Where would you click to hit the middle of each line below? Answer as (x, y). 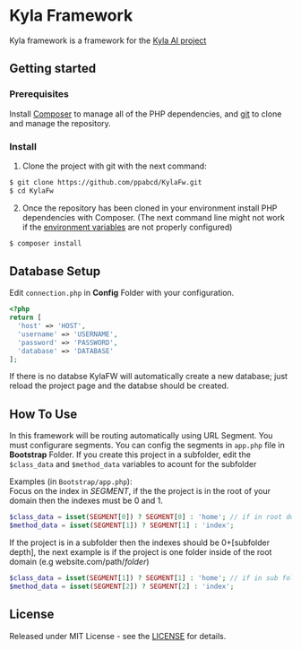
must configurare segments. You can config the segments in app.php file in (147, 446)
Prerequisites (39, 94)
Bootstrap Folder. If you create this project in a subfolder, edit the (130, 455)
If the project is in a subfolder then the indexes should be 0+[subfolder (140, 542)
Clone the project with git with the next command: (115, 166)
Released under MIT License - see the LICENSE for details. (118, 636)
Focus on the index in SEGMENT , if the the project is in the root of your (140, 491)
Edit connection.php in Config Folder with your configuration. (122, 293)
